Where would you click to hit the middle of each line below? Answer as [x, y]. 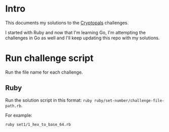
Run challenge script [49, 58]
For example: [19, 115]
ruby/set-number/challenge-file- [129, 101]
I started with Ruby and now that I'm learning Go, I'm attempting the [76, 32]
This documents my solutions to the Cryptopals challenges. [67, 23]
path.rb [13, 106]
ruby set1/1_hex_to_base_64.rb [38, 124]
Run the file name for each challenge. [44, 72]
